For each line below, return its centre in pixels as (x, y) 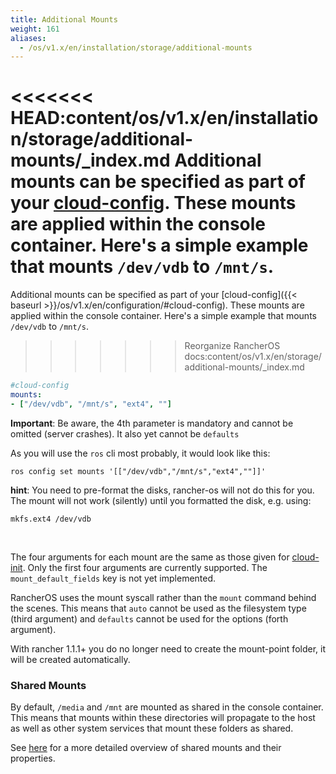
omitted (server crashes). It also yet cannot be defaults (125, 433)
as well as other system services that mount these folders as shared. (152, 728)
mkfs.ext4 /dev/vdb (51, 519)
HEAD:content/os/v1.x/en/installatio (164, 118)
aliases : (28, 38)
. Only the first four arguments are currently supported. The (145, 567)
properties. (33, 758)
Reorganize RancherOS (232, 346)
